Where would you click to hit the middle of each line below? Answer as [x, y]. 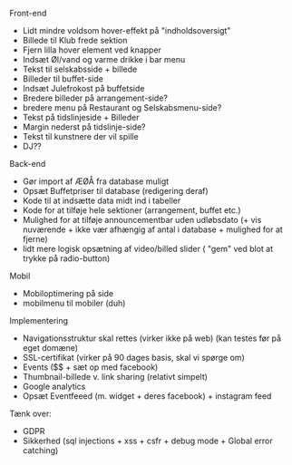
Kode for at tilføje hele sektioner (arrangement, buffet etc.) [132, 210]
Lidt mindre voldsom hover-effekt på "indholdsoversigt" [127, 30]
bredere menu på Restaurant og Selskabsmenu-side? [122, 107]
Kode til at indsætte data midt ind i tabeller [102, 200]
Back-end [28, 164]
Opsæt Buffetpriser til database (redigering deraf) [115, 191]
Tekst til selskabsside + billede [80, 69]
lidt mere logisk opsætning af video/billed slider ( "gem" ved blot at [148, 249]
